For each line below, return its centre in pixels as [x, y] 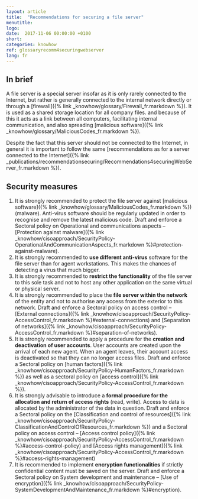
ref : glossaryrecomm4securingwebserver [55, 50]
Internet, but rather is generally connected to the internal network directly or [99, 100]
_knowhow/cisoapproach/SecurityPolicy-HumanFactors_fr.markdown [99, 371]
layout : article [26, 12]
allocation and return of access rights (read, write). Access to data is [100, 402]
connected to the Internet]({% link [48, 155]
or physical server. [37, 289]
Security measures [42, 187]
